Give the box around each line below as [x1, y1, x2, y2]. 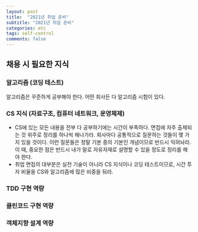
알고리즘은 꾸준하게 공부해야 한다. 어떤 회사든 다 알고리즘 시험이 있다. [6, 93, 165, 100]
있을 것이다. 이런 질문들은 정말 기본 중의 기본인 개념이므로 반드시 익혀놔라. [21, 138, 191, 145]
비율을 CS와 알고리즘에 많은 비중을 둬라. [21, 168, 113, 175]
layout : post [6, 8, 38, 15]
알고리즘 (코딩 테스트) [6, 79, 64, 87]
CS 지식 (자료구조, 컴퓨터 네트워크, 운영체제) [6, 109, 125, 117]
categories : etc [6, 25, 46, 31]
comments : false [6, 36, 46, 42]
